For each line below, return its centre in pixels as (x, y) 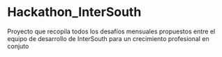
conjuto (18, 46)
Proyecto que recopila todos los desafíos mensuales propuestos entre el (111, 31)
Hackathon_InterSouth (74, 12)
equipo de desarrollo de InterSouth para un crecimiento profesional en (108, 38)
